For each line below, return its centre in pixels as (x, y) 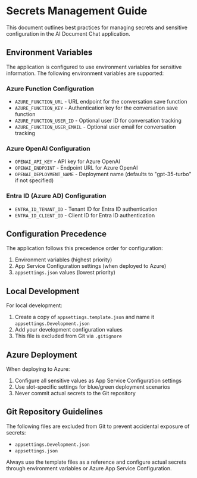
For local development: (34, 305)
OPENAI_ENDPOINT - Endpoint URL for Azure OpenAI (76, 168)
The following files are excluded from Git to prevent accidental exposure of (98, 426)
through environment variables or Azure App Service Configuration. (89, 468)
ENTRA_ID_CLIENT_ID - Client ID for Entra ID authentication (85, 215)
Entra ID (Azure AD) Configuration (56, 196)
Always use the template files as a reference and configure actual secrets (96, 462)
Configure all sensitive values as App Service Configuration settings (98, 381)
